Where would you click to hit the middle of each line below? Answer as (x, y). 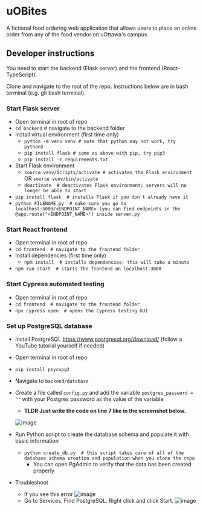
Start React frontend (37, 229)
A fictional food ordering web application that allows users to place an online (101, 28)
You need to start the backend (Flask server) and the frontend (83, 68)
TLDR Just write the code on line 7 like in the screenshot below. (105, 411)
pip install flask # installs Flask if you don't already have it (101, 197)
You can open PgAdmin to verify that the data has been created (112, 464)
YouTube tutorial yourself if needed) (60, 345)
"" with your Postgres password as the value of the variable (89, 399)
